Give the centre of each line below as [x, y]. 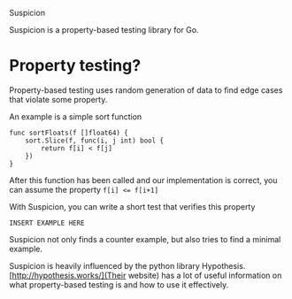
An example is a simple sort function [76, 116]
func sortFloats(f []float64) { [69, 133]
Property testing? [75, 66]
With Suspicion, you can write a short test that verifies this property [132, 206]
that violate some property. [58, 99]
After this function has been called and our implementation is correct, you [143, 180]
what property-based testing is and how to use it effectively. [119, 284]
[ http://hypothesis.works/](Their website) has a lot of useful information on [146, 275]
